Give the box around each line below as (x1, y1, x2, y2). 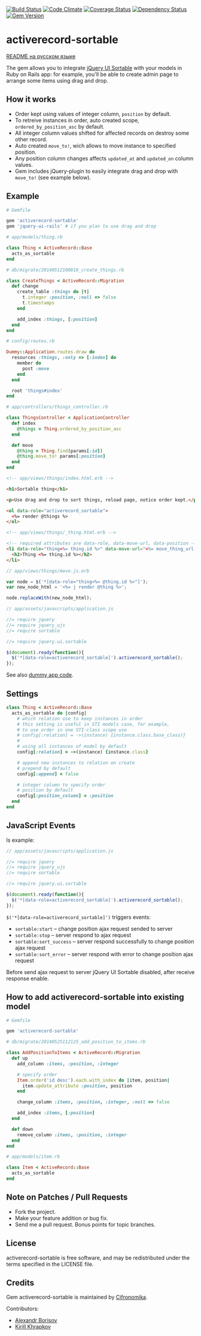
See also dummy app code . (6, 671, 74, 678)
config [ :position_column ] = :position (17, 793, 114, 799)
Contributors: (6, 1305, 39, 1313)
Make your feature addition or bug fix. (14, 1215, 109, 1222)
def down (11, 1126, 33, 1132)
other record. (14, 135, 48, 143)
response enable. (6, 975, 49, 982)
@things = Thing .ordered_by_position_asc (17, 425, 121, 432)
